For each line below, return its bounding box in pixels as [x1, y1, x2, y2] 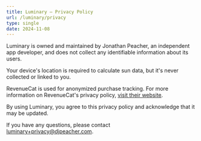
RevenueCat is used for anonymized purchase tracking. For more [6, 85, 168, 93]
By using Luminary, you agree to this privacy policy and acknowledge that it [6, 103, 195, 111]
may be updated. [6, 110, 48, 117]
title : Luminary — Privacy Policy [6, 8, 94, 15]
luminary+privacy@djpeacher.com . [6, 128, 94, 135]
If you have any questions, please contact [6, 122, 111, 129]
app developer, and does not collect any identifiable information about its [6, 49, 189, 56]
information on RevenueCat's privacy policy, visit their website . [6, 91, 163, 99]
